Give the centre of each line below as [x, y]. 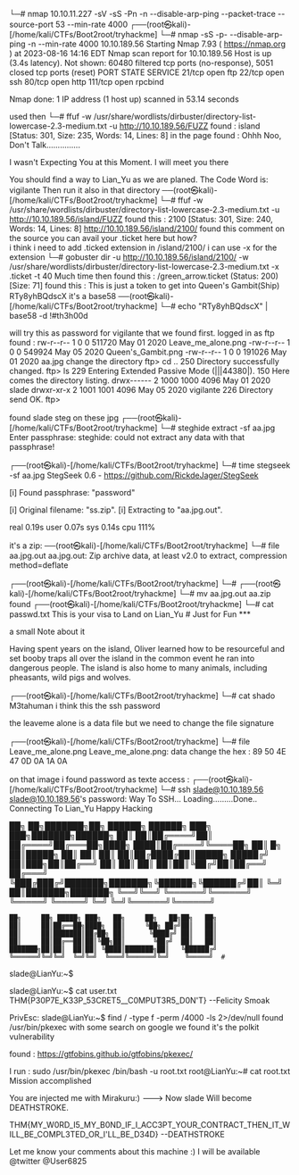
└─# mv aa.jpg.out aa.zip [224, 593]
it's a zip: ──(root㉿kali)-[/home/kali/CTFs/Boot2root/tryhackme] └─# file [145, 546]
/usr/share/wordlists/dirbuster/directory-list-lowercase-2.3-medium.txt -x [144, 267]
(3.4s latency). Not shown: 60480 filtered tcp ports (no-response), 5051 [141, 63]
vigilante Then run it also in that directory [85, 190]
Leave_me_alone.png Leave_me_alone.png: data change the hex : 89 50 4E [148, 751]
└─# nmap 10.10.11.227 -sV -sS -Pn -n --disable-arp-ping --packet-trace [143, 14]
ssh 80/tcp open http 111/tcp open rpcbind [87, 82]
